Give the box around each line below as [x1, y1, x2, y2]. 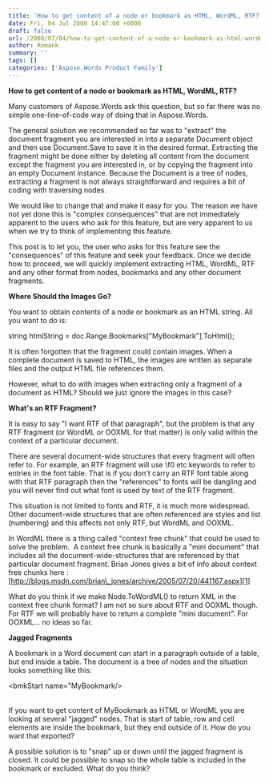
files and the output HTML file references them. [8, 363, 166, 373]
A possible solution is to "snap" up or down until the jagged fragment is [8, 747, 243, 756]
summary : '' [8, 49, 48, 57]
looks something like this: [8, 665, 92, 674]
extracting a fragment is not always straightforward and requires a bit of [8, 176, 246, 186]
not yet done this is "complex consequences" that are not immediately [8, 209, 240, 219]
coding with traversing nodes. [8, 185, 106, 195]
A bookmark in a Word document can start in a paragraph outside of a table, [8, 648, 260, 658]
